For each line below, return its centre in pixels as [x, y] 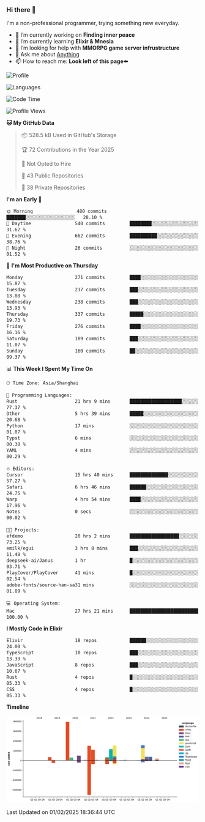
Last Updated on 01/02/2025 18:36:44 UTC [61, 812]
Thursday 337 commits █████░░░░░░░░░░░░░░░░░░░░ [102, 315]
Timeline [18, 707]
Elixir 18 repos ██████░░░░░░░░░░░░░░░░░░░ [102, 641]
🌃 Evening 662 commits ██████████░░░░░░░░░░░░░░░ [102, 236]
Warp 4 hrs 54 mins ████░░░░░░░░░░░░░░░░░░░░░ [102, 499]
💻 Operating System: [34, 603]
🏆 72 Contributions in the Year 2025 [68, 150]
